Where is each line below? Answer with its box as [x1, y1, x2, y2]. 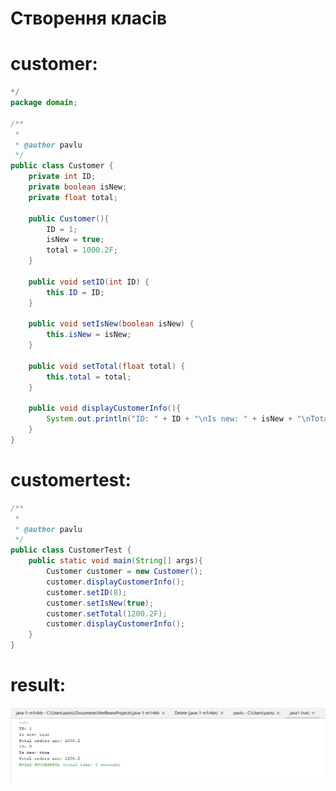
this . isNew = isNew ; [46, 330, 132, 340]
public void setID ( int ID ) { [28, 277, 150, 287]
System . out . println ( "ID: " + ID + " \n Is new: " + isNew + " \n [46, 414, 311, 424]
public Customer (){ [28, 213, 110, 224]
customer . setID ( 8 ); [46, 587, 128, 597]
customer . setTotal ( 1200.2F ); [46, 608, 168, 619]
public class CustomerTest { [10, 545, 132, 556]
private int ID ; [28, 172, 97, 182]
